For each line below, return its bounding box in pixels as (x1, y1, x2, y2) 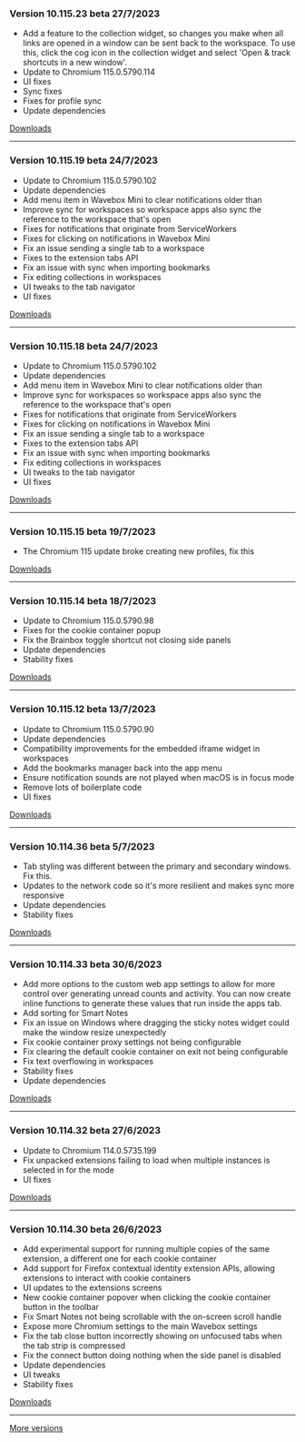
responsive (22, 890, 65, 901)
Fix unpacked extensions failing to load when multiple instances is (22, 1155, 271, 1165)
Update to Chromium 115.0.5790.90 (22, 723, 154, 734)
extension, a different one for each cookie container (22, 1253, 217, 1264)
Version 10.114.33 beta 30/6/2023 (9, 958, 162, 971)
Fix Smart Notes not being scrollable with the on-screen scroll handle (22, 1311, 282, 1322)
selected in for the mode (22, 1164, 115, 1175)
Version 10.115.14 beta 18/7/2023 (9, 595, 157, 608)
